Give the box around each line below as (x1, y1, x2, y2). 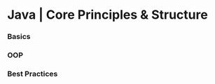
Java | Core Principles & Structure (7, 7, 208, 23)
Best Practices (7, 69, 58, 78)
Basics (7, 32, 31, 42)
